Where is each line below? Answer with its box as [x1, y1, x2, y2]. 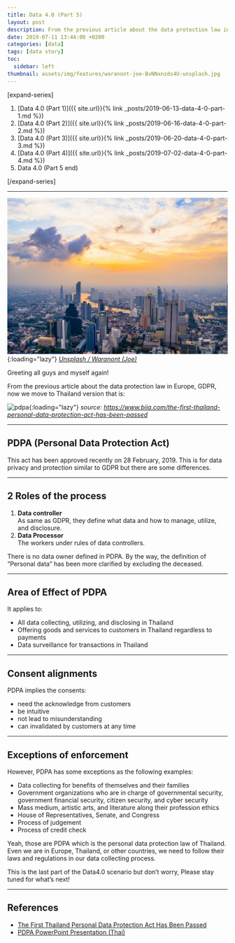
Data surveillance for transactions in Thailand [17, 641, 148, 649]
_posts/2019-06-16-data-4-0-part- [125, 119, 227, 127]
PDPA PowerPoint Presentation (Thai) [17, 928, 126, 936]
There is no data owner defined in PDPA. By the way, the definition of [7, 552, 206, 560]
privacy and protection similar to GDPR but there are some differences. [7, 463, 211, 472]
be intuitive [17, 707, 50, 715]
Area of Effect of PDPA [7, 586, 108, 598]
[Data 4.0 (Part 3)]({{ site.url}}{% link [17, 134, 124, 142]
